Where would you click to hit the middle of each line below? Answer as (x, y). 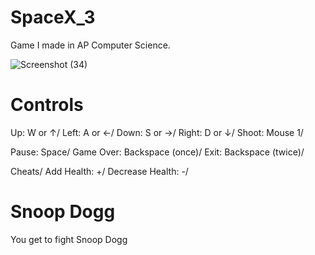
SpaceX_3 (53, 17)
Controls (47, 105)
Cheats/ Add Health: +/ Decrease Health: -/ (99, 171)
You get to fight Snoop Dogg (69, 239)
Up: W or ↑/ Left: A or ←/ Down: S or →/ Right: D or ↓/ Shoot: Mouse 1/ (157, 132)
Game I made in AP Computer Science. (90, 45)
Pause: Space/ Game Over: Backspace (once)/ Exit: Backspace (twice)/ (157, 152)
